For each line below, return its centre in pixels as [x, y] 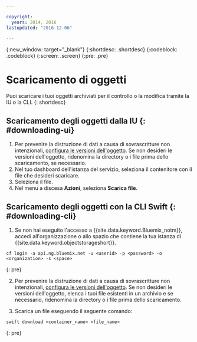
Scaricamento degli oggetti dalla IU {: [76, 121]
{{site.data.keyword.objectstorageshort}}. [65, 242]
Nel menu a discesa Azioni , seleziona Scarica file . [76, 188]
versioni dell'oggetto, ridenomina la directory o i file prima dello [91, 157]
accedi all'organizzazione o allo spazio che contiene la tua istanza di [98, 236]
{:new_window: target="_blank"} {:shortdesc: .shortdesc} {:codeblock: [92, 50]
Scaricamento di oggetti [66, 80]
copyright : [19, 17]
